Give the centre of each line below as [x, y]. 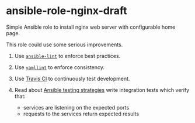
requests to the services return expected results [81, 114]
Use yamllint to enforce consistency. [60, 67]
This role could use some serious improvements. [65, 45]
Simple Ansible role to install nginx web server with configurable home [91, 27]
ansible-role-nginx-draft [67, 11]
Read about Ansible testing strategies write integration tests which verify [102, 90]
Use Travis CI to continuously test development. [72, 78]
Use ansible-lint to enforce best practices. [67, 56]
